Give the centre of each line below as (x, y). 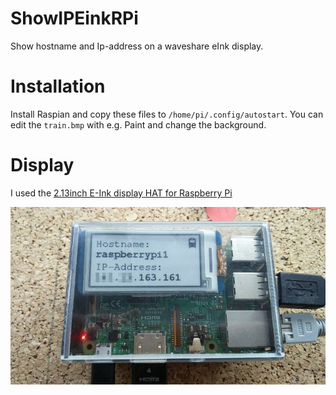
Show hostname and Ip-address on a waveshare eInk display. (137, 46)
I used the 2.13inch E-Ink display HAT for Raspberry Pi (121, 193)
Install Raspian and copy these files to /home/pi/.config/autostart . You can (167, 114)
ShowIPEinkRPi (74, 18)
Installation (58, 86)
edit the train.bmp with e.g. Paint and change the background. (138, 124)
